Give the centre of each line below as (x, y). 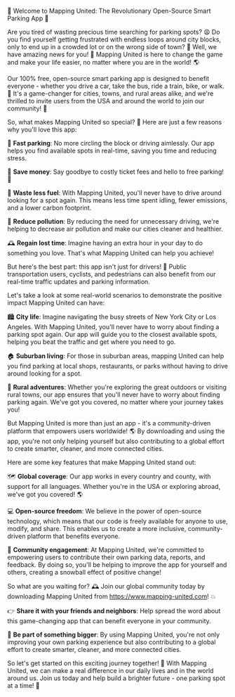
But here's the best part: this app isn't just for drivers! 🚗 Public (97, 267)
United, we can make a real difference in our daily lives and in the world (110, 671)
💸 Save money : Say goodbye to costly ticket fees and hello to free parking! (116, 172)
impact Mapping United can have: (56, 303)
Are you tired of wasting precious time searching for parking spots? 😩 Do (114, 32)
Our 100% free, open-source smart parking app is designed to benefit (108, 78)
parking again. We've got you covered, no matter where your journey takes (115, 402)
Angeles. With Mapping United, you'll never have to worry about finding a (113, 327)
